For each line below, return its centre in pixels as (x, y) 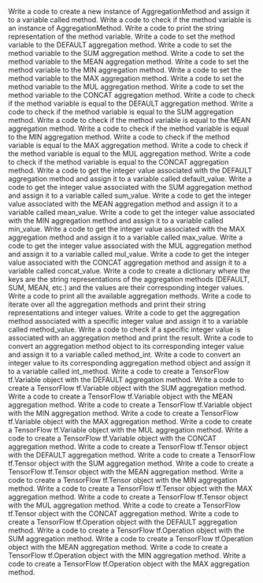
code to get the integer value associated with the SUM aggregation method (130, 187)
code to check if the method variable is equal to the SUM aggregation (121, 112)
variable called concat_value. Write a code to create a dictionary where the (129, 271)
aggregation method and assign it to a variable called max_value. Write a (126, 237)
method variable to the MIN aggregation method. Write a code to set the (125, 70)
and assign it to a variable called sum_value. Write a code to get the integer (130, 195)
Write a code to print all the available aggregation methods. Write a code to (130, 296)
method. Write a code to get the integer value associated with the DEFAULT (130, 170)
